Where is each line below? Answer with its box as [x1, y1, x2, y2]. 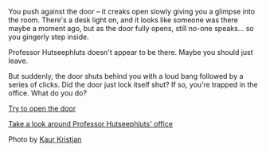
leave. [8, 56, 29, 65]
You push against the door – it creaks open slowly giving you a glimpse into [8, 7, 256, 16]
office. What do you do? [8, 88, 88, 98]
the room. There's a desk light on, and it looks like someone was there [8, 15, 239, 25]
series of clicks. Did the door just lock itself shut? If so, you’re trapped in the [8, 80, 258, 89]
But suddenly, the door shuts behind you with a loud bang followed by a [8, 72, 244, 80]
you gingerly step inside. [8, 32, 89, 41]
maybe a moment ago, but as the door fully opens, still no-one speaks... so [8, 24, 254, 33]
